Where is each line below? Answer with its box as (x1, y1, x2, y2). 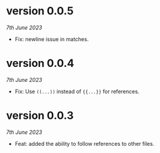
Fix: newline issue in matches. (14, 35, 89, 42)
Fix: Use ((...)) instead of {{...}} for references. (14, 88, 140, 95)
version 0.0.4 (6, 57, 75, 70)
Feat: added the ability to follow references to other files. (14, 140, 155, 147)
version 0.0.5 (6, 4, 74, 18)
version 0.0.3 (6, 109, 74, 123)
